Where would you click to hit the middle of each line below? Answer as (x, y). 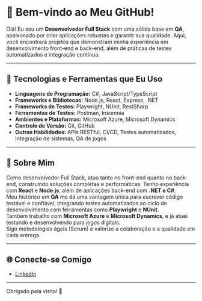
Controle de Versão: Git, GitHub (55, 125)
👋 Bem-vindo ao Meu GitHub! (80, 12)
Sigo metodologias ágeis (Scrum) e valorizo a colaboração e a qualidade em (101, 229)
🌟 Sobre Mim (31, 163)
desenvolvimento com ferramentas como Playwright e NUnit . (83, 209)
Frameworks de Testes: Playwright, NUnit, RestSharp (81, 106)
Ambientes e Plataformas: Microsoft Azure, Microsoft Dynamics (95, 119)
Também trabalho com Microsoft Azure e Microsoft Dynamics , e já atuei (97, 216)
